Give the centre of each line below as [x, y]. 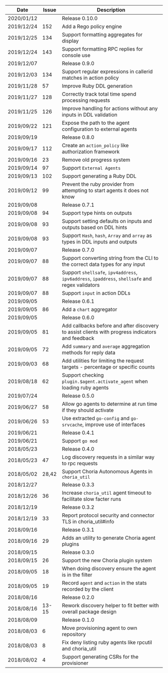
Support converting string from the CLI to [110, 258]
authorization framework [91, 151]
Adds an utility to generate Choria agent [109, 538]
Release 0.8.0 [78, 137]
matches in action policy [90, 78]
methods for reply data [89, 353]
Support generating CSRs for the [100, 657]
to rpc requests [80, 463]
